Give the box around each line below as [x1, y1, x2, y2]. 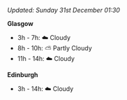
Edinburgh [7, 71, 38, 79]
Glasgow [7, 20, 33, 27]
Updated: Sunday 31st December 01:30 [7, 6, 121, 14]
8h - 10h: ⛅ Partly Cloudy [17, 44, 92, 52]
